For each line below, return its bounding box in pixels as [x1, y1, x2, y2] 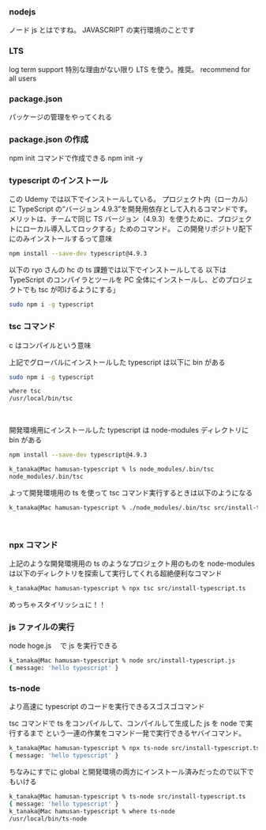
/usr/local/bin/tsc [9, 395, 73, 403]
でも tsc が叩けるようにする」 [22, 285, 120, 294]
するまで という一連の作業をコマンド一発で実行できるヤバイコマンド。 [15, 729, 246, 738]
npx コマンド [9, 539, 58, 550]
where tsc [9, 387, 42, 396]
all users [9, 74, 37, 83]
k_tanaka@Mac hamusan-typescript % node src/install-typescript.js [9, 657, 236, 665]
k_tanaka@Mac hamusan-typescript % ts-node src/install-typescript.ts [9, 792, 246, 801]
